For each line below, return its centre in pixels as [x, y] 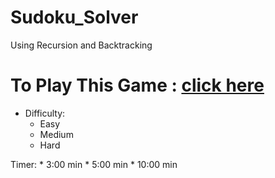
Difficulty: [45, 113]
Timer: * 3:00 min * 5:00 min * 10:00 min [94, 164]
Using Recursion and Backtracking [81, 45]
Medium [56, 134]
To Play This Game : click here [137, 85]
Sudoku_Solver [74, 17]
